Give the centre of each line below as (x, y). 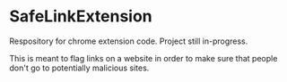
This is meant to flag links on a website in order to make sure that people (143, 58)
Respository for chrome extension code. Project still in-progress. (129, 41)
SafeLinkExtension (81, 16)
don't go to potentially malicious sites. (79, 68)
